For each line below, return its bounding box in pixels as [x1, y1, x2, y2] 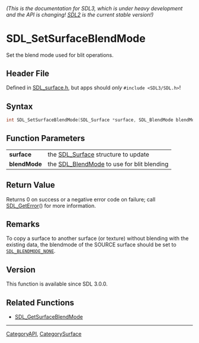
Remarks [6, 219, 40, 229]
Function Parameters [6, 133, 85, 143]
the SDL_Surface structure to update [47, 150, 150, 158]
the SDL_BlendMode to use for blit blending [47, 160, 169, 168]
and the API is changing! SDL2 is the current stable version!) [6, 11, 154, 18]
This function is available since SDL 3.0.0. [6, 280, 108, 287]
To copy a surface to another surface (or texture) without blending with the [6, 235, 189, 242]
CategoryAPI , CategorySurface [6, 331, 82, 338]
